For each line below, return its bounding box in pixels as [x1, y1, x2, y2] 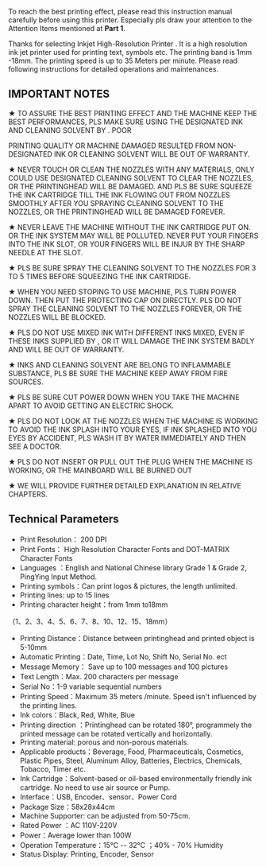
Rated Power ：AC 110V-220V [19, 820, 118, 830]
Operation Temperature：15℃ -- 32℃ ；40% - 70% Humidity [19, 840, 224, 850]
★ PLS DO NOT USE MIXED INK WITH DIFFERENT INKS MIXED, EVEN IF [8, 328, 245, 337]
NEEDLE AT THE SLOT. [8, 247, 83, 257]
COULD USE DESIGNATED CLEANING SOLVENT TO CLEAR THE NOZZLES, [8, 173, 254, 182]
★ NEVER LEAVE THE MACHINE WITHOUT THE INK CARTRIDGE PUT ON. [8, 222, 251, 231]
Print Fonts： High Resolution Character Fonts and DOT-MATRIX [19, 544, 230, 554]
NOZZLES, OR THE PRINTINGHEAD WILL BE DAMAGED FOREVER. [8, 207, 226, 216]
